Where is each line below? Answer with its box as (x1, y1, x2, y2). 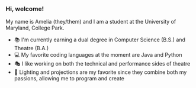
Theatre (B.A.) (14, 45, 49, 52)
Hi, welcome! (5, 5, 44, 13)
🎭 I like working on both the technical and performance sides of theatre (14, 60, 191, 67)
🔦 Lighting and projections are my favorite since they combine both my (14, 69, 187, 76)
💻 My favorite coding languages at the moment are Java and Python (14, 51, 182, 58)
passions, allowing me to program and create (14, 75, 125, 82)
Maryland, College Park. (5, 24, 65, 31)
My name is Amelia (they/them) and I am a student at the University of (5, 18, 176, 25)
